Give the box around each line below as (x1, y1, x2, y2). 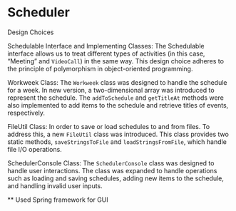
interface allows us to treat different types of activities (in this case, (7, 49, 205, 58)
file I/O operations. (7, 145, 62, 153)
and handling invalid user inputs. (7, 181, 103, 190)
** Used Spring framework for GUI (7, 195, 108, 204)
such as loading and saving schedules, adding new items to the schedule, (7, 174, 225, 182)
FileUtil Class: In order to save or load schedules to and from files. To (7, 122, 210, 130)
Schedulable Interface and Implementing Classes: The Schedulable (7, 41, 205, 50)
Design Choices (7, 28, 54, 36)
